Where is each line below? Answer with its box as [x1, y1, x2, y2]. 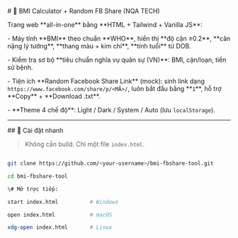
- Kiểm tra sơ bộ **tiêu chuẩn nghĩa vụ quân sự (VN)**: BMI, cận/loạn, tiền [7, 55, 227, 64]
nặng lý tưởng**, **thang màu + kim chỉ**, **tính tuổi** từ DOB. [7, 42, 191, 50]
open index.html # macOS [7, 211, 113, 218]
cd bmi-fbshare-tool [7, 173, 69, 180]
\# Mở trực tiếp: [7, 185, 59, 193]
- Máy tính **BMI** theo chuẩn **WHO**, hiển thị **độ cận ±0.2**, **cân [7, 34, 231, 43]
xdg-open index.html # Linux [7, 224, 113, 231]
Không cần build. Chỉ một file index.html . [24, 140, 145, 148]
